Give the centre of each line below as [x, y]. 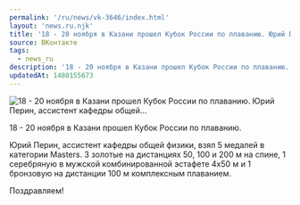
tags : [19, 51]
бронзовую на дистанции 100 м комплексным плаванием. [121, 173]
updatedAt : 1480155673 [51, 76]
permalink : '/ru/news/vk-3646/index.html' [89, 17]
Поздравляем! [37, 190]
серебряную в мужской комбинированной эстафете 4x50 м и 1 [130, 164]
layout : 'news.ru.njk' [51, 26]
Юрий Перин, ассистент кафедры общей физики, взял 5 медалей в [137, 144]
